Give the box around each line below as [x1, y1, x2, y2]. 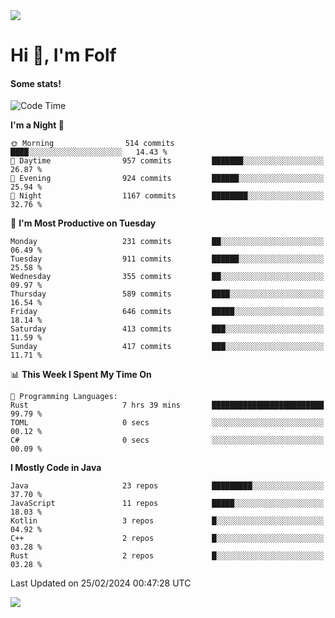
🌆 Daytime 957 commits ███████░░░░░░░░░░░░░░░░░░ [10, 156, 325, 166]
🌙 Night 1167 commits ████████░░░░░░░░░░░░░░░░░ [10, 191, 325, 201]
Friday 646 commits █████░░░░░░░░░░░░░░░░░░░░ [10, 307, 325, 317]
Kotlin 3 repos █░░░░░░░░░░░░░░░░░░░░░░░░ [10, 516, 325, 526]
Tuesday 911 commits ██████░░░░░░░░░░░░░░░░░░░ [10, 254, 325, 264]
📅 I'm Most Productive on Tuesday [10, 217, 157, 229]
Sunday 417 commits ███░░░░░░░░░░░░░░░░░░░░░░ [10, 342, 325, 352]
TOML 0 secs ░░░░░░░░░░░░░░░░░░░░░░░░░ [10, 418, 325, 428]
